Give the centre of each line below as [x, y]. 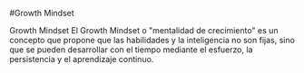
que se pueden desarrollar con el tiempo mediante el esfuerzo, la [131, 50]
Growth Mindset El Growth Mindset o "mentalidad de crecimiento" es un [144, 30]
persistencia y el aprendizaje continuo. [82, 59]
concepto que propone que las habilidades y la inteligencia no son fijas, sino [152, 40]
